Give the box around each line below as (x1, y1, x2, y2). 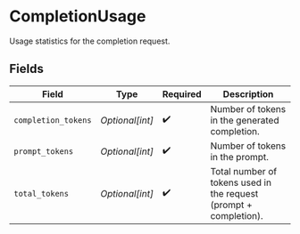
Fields (9, 61, 45, 77)
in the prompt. (210, 150, 270, 163)
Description (222, 87, 274, 100)
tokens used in (210, 176, 272, 189)
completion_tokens (13, 115, 92, 125)
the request (210, 187, 259, 199)
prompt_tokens (13, 146, 74, 157)
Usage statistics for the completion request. (9, 36, 171, 46)
